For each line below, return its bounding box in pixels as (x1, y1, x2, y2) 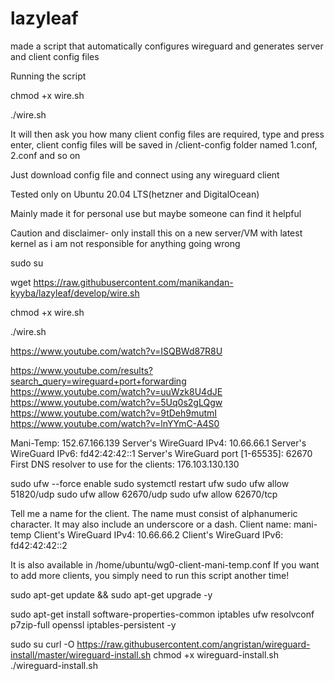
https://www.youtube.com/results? (10, 364, 153, 376)
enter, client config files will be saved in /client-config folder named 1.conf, (10, 138, 318, 151)
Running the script (10, 70, 87, 82)
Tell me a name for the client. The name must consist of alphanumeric (10, 507, 298, 519)
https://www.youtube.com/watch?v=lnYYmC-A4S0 (10, 417, 220, 429)
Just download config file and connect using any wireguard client (10, 168, 280, 181)
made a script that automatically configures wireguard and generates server (10, 40, 324, 52)
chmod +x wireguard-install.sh (153, 648, 279, 661)
